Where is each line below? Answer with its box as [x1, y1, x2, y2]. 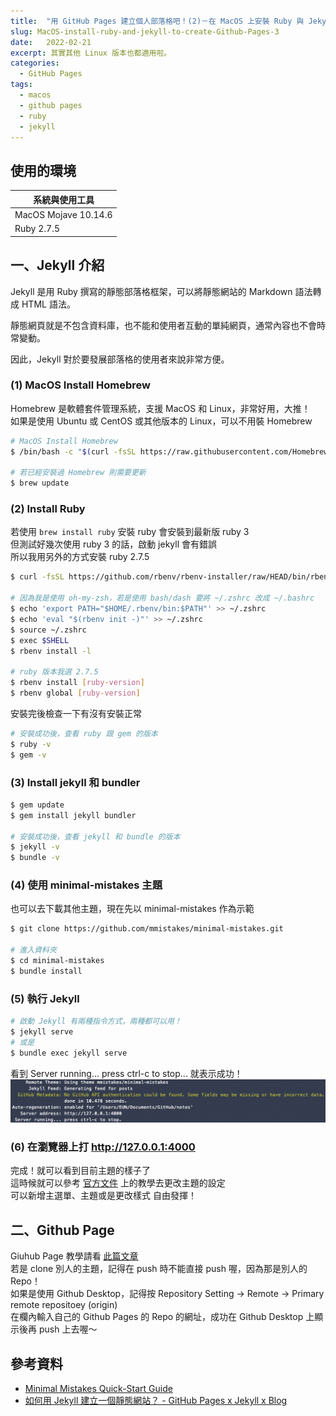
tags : [10, 80, 33, 90]
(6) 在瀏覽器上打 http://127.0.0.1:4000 [10, 1140, 196, 1154]
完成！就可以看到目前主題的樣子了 [10, 1165, 151, 1177]
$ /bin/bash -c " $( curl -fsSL [10, 446, 137, 457]
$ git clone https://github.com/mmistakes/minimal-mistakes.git [10, 924, 284, 934]
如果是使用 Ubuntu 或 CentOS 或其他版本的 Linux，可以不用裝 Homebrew [10, 415, 313, 427]
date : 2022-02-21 [10, 37, 92, 47]
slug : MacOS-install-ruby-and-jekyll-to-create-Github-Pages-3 [10, 26, 280, 37]
